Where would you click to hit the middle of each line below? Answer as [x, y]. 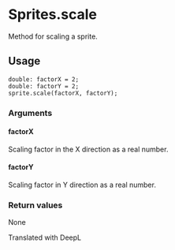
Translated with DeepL [45, 237]
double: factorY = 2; [44, 86]
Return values [35, 205]
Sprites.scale [52, 15]
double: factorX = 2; [44, 79]
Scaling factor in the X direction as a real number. [88, 149]
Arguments [30, 113]
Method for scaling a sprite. [53, 36]
